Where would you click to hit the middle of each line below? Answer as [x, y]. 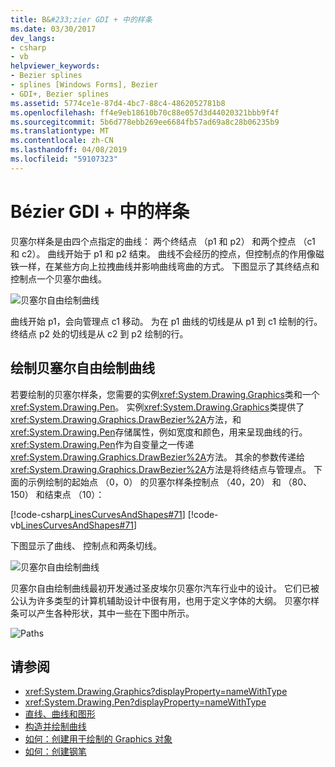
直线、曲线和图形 [60, 714]
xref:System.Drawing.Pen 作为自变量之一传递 [102, 444]
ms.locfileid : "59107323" [64, 159]
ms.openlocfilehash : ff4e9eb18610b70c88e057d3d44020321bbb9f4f [145, 112]
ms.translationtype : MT [60, 131]
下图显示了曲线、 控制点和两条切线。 [86, 545]
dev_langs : [33, 38]
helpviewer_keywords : [55, 66]
